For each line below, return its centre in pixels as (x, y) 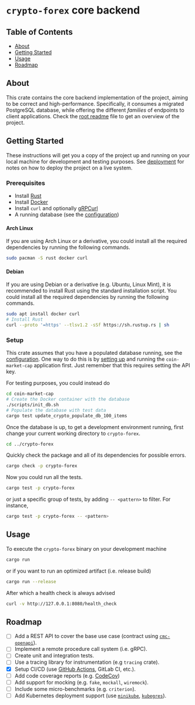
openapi (24, 643)
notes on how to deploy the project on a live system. (69, 168)
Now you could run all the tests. (45, 477)
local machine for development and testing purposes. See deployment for (95, 161)
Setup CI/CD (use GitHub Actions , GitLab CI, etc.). (75, 669)
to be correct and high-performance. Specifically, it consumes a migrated (95, 104)
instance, (17, 506)
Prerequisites (26, 183)
